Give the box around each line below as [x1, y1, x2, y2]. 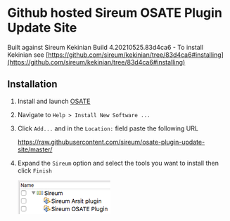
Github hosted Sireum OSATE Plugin [7, 5, 223, 21]
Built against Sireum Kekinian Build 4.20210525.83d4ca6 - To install [7, 43, 204, 51]
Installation [7, 79, 58, 91]
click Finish [17, 166, 53, 175]
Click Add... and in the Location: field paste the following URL [17, 124, 199, 133]
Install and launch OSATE [17, 97, 91, 105]
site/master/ [17, 145, 53, 154]
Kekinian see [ [7, 51, 49, 59]
